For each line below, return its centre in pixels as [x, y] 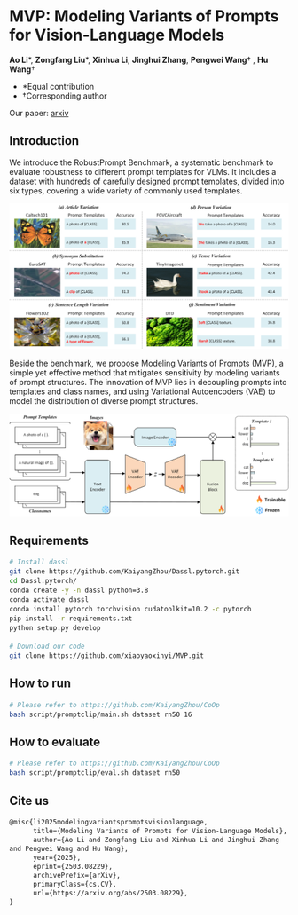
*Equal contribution [58, 86]
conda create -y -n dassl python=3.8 [79, 591]
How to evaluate [55, 742]
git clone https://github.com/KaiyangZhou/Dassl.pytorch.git [125, 572]
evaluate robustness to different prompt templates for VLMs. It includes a [143, 171]
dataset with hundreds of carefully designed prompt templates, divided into [147, 181]
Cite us [29, 801]
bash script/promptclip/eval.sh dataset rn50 [94, 773]
